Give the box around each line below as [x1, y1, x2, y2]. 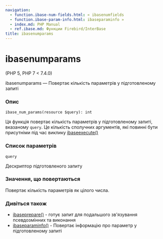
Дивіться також [5, 200, 47, 207]
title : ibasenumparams [5, 31, 53, 36]
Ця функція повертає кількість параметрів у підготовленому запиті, [5, 118, 153, 125]
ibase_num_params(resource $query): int [5, 110, 93, 115]
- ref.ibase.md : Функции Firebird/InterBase [10, 27, 106, 32]
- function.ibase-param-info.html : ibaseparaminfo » [10, 17, 124, 22]
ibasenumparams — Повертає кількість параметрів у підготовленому [5, 80, 156, 86]
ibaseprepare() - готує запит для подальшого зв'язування [12, 211, 138, 218]
